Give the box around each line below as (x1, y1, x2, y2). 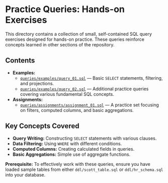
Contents (5, 56, 35, 65)
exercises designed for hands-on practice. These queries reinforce (5, 36, 145, 42)
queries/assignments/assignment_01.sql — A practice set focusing (20, 102, 159, 108)
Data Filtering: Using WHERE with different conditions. (12, 140, 122, 147)
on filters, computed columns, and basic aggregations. (20, 107, 134, 113)
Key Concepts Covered (5, 122, 80, 131)
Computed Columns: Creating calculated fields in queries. (12, 146, 135, 152)
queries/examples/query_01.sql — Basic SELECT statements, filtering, (20, 75, 163, 81)
